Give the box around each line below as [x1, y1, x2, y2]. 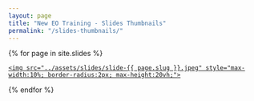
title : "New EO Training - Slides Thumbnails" [8, 19, 167, 27]
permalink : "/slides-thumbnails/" [8, 26, 124, 34]
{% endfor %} [8, 85, 54, 95]
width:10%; [8, 71, 45, 79]
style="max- [205, 64, 246, 72]
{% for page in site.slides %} [8, 49, 103, 59]
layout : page [8, 11, 52, 20]
